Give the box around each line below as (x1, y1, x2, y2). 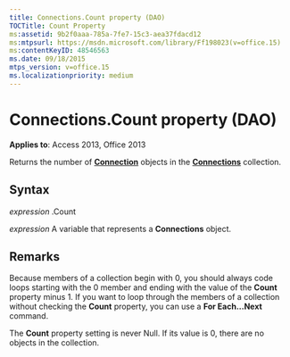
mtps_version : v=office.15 (9, 63, 110, 72)
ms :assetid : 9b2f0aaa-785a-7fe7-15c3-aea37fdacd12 (9, 29, 202, 38)
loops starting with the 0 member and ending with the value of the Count (9, 282, 278, 293)
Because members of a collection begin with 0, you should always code (9, 273, 274, 284)
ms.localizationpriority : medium (9, 71, 134, 80)
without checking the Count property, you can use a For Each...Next (9, 301, 263, 312)
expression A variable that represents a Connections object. (9, 223, 232, 234)
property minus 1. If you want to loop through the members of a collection (9, 292, 280, 303)
